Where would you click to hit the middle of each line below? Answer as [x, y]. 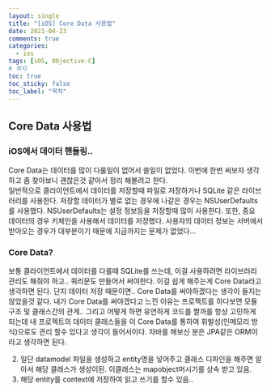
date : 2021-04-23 [38, 31]
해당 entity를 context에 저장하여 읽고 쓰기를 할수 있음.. [106, 379]
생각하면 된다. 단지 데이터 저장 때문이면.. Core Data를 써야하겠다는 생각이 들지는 [135, 292]
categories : [28, 46]
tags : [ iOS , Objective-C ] [52, 62]
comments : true [34, 38]
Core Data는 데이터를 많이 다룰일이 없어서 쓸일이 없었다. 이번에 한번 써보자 [127, 170]
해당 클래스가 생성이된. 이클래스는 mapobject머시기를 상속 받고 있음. [144, 369]
